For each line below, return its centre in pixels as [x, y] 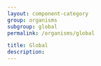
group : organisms [32, 20]
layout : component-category [48, 14]
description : [26, 52]
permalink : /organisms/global [51, 33]
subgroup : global [32, 26]
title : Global [28, 46]
